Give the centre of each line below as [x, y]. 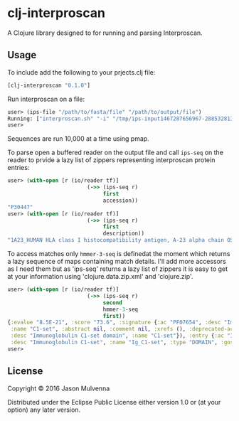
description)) [123, 234]
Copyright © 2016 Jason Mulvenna [59, 388]
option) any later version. [44, 410]
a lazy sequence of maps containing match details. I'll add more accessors [117, 261]
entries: [18, 168]
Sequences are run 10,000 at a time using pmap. [78, 139]
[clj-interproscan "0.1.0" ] [49, 85]
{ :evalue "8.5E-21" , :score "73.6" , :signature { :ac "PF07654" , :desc [114, 323]
